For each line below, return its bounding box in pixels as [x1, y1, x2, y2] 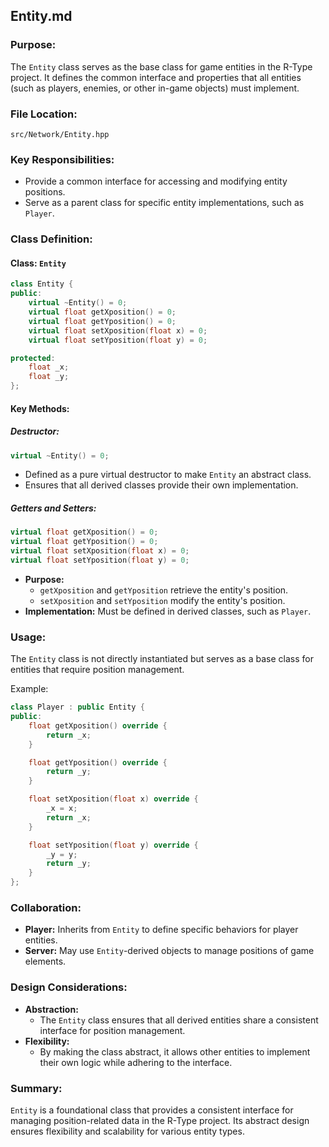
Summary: [10, 1081, 63, 1095]
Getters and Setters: [10, 502, 97, 514]
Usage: [10, 630, 47, 644]
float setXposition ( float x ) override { [28, 794, 199, 804]
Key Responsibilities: [10, 152, 115, 166]
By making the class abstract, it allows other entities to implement [39, 1045, 311, 1058]
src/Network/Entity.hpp [10, 129, 110, 139]
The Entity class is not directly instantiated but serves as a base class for [10, 653, 314, 665]
